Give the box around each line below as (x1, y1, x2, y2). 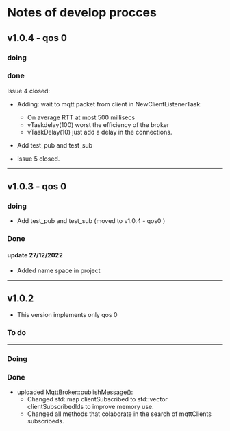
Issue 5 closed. (16, 154, 60, 163)
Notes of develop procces (7, 5, 157, 21)
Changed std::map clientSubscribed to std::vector (27, 395, 168, 403)
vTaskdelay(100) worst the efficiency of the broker (27, 120, 170, 128)
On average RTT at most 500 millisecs (27, 113, 136, 121)
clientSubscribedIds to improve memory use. (27, 402, 154, 410)
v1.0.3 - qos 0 (7, 180, 67, 193)
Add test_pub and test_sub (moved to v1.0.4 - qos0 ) (16, 217, 166, 225)
